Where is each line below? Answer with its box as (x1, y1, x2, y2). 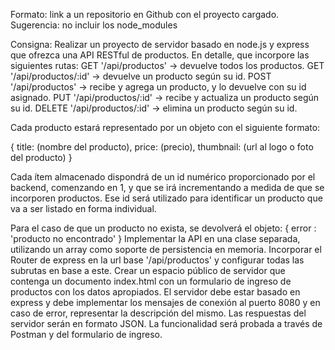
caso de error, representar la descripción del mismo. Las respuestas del (10, 307, 307, 319)
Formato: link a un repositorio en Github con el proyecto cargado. (10, 9, 280, 20)
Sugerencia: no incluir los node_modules (10, 19, 178, 31)
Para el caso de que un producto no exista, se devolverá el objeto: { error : (10, 222, 317, 234)
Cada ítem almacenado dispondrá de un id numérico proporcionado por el (10, 171, 316, 183)
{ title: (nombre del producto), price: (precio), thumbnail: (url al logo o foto (10, 141, 314, 153)
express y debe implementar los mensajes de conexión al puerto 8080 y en (10, 297, 321, 308)
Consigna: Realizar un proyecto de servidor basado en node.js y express (10, 39, 310, 50)
